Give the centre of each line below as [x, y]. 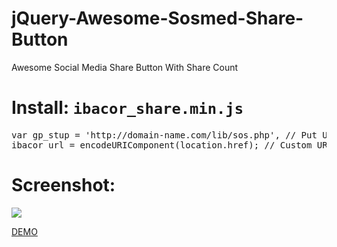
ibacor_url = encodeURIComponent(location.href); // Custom [162, 145]
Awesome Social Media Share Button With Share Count [125, 67]
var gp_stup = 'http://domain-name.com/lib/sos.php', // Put [164, 135]
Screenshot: [63, 185]
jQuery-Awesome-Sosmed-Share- [157, 18]
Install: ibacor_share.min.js [127, 108]
